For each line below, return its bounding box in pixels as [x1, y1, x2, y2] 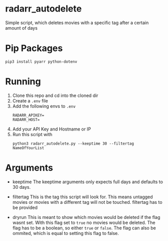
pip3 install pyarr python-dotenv [5, 59, 78, 64]
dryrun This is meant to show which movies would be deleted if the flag [12, 214, 160, 220]
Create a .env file [12, 97, 49, 103]
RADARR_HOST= [12, 117, 40, 122]
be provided [12, 204, 38, 210]
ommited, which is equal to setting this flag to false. [12, 230, 119, 236]
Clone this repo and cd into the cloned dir [12, 92, 99, 98]
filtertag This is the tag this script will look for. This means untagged [12, 194, 153, 200]
